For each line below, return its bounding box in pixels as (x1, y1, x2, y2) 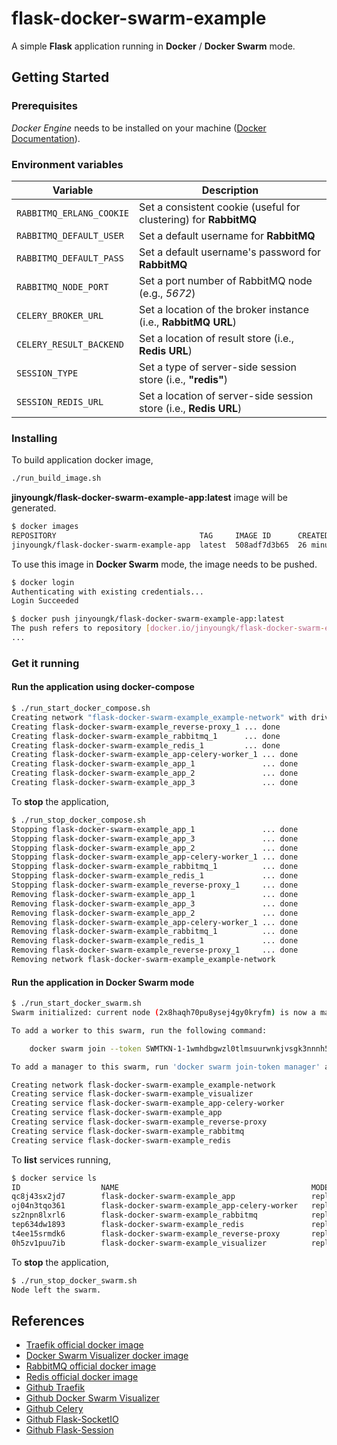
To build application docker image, (11, 454, 154, 466)
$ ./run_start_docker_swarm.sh (11, 998, 142, 1009)
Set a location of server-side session (139, 388, 314, 402)
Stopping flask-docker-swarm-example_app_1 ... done (11, 824, 299, 834)
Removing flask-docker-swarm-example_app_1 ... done (11, 889, 299, 899)
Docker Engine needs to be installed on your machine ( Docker (11, 122, 267, 134)
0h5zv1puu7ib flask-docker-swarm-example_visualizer (11, 1238, 268, 1248)
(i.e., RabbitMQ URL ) (139, 315, 237, 329)
